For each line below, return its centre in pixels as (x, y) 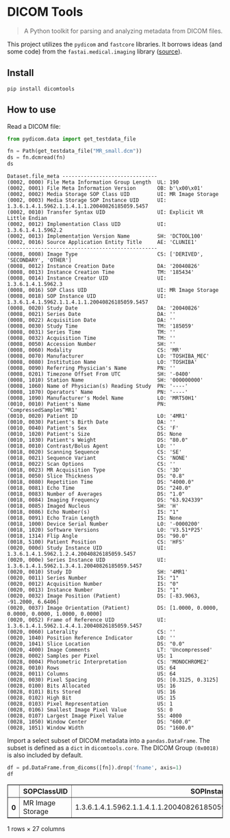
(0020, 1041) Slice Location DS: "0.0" (96, 644)
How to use (31, 110)
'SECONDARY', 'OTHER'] (39, 260)
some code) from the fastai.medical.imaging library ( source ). (95, 51)
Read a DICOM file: (34, 126)
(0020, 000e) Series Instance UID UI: (87, 560)
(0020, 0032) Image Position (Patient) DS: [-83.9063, (104, 596)
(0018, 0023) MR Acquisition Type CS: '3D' (95, 470)
